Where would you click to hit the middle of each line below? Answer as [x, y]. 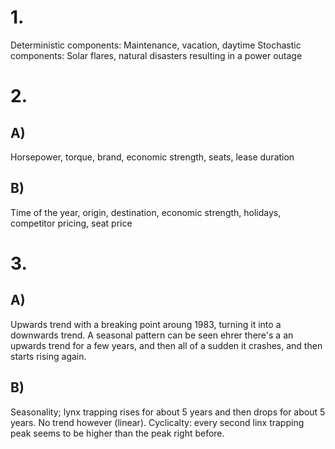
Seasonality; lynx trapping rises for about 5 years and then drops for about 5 [168, 412]
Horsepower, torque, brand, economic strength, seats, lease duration [152, 157]
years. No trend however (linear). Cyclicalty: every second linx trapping [157, 422]
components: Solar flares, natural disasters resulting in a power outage [156, 55]
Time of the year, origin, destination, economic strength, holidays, [146, 212]
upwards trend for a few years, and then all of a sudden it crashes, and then [166, 345]
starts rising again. [48, 356]
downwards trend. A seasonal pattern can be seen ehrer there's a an [152, 335]
